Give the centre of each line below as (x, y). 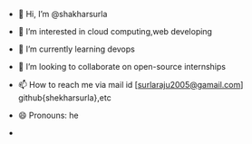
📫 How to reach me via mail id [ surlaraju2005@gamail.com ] (131, 85)
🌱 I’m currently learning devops (77, 49)
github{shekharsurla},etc (64, 98)
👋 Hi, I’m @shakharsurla (63, 14)
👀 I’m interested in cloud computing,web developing (115, 31)
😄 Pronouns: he (48, 115)
